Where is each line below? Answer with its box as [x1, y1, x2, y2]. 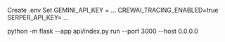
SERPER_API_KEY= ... [7, 13, 69, 22]
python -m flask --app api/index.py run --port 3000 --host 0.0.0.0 [7, 27, 198, 35]
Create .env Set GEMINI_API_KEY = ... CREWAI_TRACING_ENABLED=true [7, 6, 219, 14]
